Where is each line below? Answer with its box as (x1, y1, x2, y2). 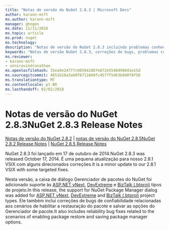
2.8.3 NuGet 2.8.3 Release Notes (5, 119, 143, 131)
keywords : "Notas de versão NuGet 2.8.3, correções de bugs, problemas (5, 49, 158, 54)
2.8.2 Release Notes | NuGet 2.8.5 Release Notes (5, 141, 107, 147)
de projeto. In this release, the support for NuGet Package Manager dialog (5, 187, 157, 193)
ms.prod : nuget (5, 36, 37, 41)
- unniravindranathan (5, 63, 51, 68)
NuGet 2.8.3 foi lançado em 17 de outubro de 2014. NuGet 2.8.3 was (5, 151, 145, 157)
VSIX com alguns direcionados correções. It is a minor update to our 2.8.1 (5, 161, 156, 167)
